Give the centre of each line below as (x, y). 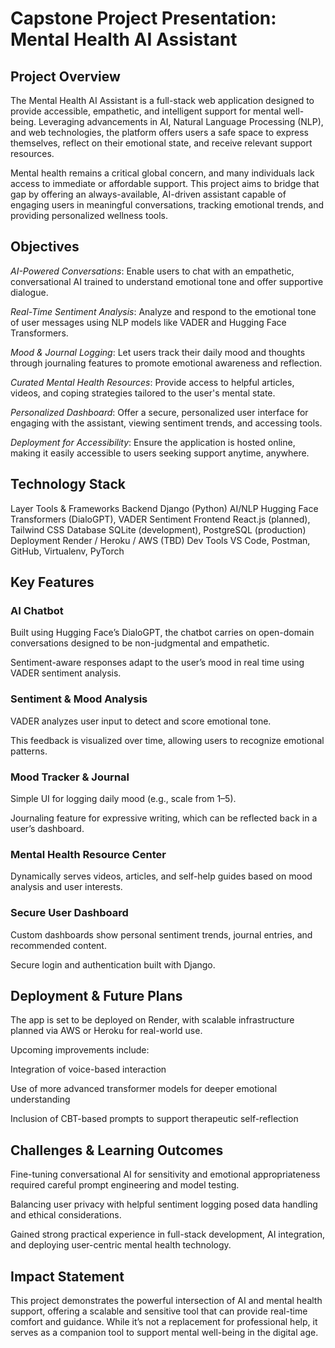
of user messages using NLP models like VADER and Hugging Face (148, 322)
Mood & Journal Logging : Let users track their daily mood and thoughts (158, 352)
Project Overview (65, 76)
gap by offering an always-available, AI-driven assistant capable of (148, 194)
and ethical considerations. (66, 1215)
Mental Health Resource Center (88, 854)
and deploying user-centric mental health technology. (121, 1245)
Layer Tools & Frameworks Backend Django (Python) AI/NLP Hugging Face (164, 508)
